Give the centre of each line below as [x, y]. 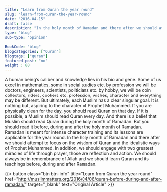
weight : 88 [17, 65]
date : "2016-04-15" [25, 19]
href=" [12, 179]
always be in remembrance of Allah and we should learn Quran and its [77, 159]
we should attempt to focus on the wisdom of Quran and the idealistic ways [83, 143]
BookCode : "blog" [23, 47]
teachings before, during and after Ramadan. [51, 164]
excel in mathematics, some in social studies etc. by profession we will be [81, 85]
